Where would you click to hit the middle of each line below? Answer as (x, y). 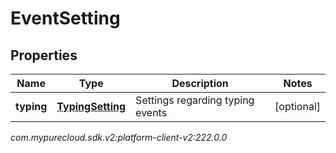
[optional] (297, 106)
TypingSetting (91, 106)
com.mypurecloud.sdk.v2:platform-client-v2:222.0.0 (119, 137)
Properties (44, 55)
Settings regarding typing (195, 100)
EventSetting (65, 18)
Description (200, 83)
